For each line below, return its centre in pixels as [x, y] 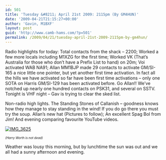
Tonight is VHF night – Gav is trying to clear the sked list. [63, 94]
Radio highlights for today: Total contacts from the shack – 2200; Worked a [82, 51]
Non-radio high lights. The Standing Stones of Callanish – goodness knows [82, 103]
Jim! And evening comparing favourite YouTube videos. [62, 119]
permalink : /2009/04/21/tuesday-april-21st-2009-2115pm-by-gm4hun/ [77, 38]
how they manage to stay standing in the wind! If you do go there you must [82, 109]
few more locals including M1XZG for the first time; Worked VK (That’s [77, 57]
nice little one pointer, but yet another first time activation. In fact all [86, 73]
